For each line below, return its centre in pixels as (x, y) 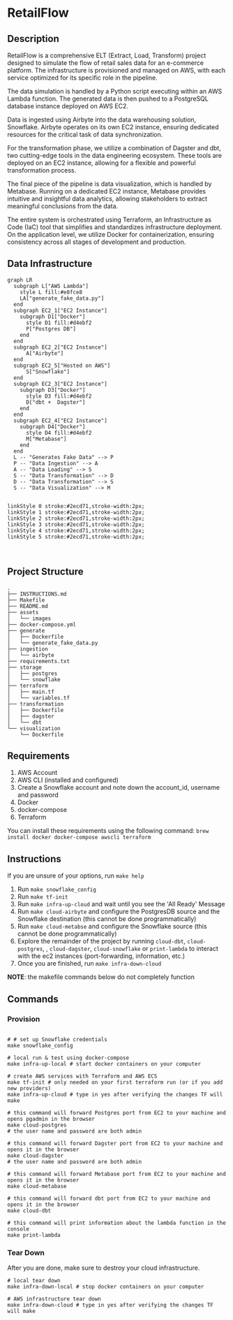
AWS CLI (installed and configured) (68, 780)
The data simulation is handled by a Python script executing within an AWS (115, 91)
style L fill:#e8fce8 (51, 292)
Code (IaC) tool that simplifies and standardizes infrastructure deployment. (115, 227)
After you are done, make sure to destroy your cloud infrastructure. (104, 1268)
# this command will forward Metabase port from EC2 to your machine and (117, 1174)
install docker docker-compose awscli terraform (79, 837)
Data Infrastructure (50, 264)
